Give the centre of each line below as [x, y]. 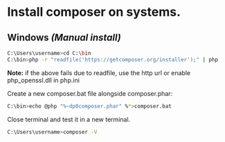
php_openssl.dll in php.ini [43, 80]
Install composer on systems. [94, 12]
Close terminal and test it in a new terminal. [69, 119]
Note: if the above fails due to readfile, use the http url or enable [99, 72]
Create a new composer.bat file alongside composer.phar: [90, 93]
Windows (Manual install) [64, 38]
